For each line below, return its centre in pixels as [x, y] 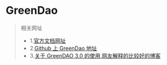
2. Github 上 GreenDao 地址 [63, 48]
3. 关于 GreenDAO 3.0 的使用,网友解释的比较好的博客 [95, 55]
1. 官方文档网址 [48, 40]
